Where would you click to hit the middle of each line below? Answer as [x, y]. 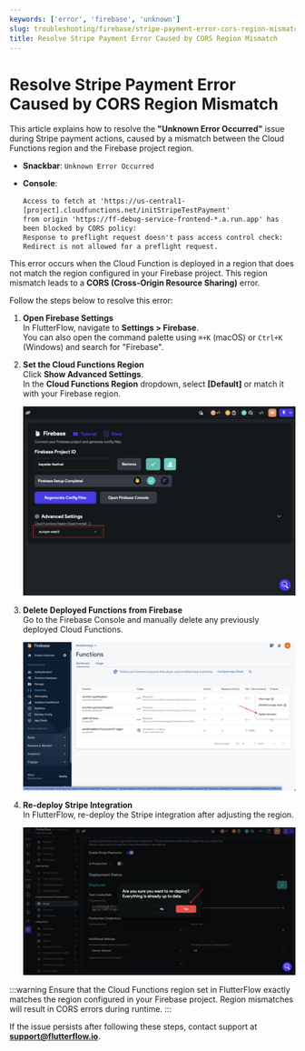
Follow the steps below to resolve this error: [91, 301]
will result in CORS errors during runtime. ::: [91, 1009]
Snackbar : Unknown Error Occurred [88, 166]
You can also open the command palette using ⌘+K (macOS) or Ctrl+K [152, 337]
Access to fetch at [59, 201]
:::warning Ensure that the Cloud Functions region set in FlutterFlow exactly [150, 990]
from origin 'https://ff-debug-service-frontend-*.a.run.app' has [151, 220]
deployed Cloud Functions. [73, 629]
